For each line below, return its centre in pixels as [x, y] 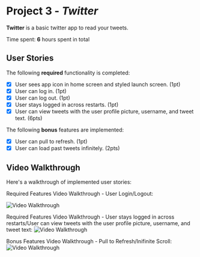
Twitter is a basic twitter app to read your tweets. [68, 28]
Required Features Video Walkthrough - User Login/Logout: [80, 194]
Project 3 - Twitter [52, 11]
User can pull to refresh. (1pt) [51, 142]
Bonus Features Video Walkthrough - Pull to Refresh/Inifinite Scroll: [89, 241]
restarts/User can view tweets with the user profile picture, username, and [98, 223]
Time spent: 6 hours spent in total [48, 39]
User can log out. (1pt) [42, 98]
